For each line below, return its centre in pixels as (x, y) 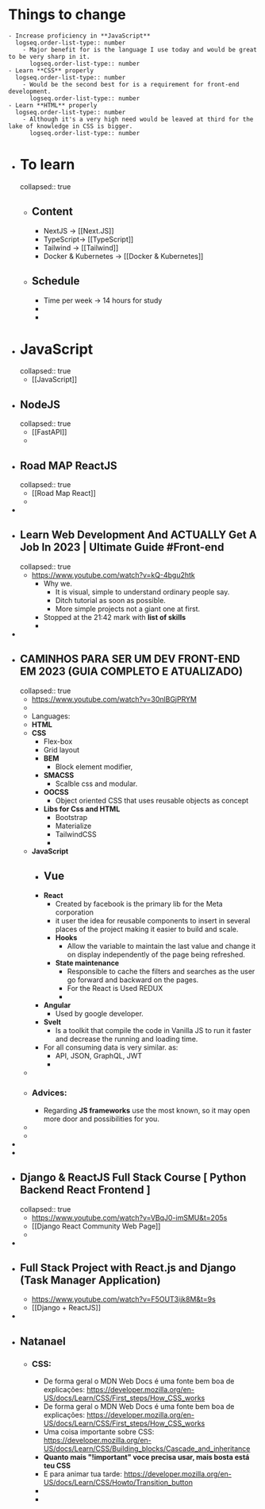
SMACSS (59, 775)
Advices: (49, 1093)
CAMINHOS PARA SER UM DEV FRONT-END (130, 659)
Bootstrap (71, 817)
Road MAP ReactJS (68, 465)
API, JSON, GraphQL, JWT (99, 1055)
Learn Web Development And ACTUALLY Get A (138, 535)
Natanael (42, 1341)
